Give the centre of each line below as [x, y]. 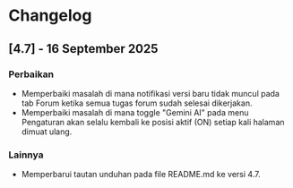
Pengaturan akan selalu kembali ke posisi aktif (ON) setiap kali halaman [153, 122]
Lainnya [26, 155]
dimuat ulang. [47, 132]
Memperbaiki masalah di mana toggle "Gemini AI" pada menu [135, 112]
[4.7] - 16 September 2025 [83, 49]
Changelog [50, 16]
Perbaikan [31, 74]
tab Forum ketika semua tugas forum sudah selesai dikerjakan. [137, 103]
